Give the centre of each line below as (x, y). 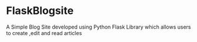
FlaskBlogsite (40, 11)
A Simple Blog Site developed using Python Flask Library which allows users (98, 27)
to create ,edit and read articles (44, 33)
